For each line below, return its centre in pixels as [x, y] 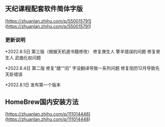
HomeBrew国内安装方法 [42, 102]
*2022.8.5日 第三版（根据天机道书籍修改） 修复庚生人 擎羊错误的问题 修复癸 [83, 52]
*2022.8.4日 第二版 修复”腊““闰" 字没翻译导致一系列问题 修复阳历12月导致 [80, 68]
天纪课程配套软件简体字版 [44, 9]
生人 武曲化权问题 [23, 58]
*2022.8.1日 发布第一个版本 [33, 85]
